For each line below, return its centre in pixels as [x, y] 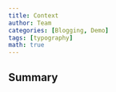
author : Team [30, 23]
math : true [26, 45]
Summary [33, 77]
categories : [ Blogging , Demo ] [59, 30]
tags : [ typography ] [41, 38]
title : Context [34, 15]
